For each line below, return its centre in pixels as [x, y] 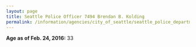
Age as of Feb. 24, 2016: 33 [40, 38]
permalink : [19, 22]
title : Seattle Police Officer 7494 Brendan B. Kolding [75, 17]
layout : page [22, 11]
